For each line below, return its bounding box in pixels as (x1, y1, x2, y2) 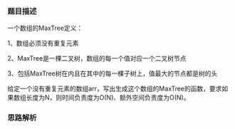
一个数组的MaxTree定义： (7, 24, 83, 33)
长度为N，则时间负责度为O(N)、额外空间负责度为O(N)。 (26, 93, 190, 102)
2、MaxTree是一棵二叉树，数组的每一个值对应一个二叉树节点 (7, 54, 187, 63)
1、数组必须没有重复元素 (7, 39, 79, 48)
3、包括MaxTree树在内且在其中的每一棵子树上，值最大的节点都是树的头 (7, 69, 218, 78)
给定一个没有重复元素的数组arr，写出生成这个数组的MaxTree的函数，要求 (7, 84, 222, 93)
